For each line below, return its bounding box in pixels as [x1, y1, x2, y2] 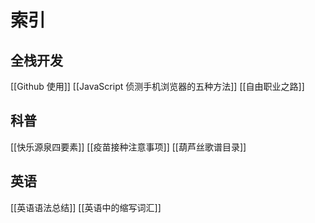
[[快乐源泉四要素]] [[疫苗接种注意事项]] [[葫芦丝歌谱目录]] [10, 141, 247, 153]
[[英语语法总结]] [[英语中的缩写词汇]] [10, 201, 162, 213]
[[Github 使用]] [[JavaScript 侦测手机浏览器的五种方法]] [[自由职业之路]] [10, 81, 305, 92]
